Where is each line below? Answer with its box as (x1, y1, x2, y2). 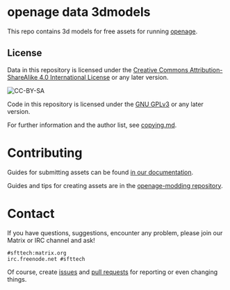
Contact (7, 205, 55, 221)
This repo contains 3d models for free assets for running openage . (7, 27, 198, 35)
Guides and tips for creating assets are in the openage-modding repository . (7, 181, 224, 189)
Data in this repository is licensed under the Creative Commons (7, 65, 189, 74)
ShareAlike (7, 73, 38, 81)
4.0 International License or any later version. (39, 73, 169, 81)
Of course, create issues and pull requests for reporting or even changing (7, 268, 218, 276)
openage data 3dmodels (7, 4, 151, 20)
